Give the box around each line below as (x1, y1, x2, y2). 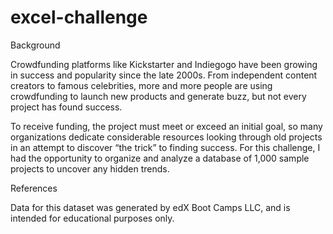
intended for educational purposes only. (10, 212, 175, 224)
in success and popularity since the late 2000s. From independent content (10, 69, 318, 81)
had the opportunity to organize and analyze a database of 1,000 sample (10, 152, 310, 164)
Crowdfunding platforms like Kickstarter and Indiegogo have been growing (10, 58, 318, 70)
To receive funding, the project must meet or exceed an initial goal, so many (10, 120, 323, 132)
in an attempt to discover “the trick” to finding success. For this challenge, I (10, 141, 321, 153)
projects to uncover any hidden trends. (10, 162, 170, 175)
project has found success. (10, 101, 123, 113)
